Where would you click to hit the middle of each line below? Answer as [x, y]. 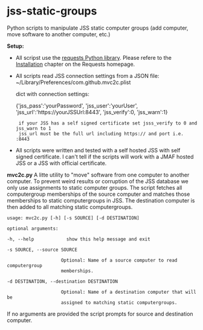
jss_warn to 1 [33, 128]
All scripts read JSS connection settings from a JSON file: [87, 76]
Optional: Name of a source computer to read [119, 260]
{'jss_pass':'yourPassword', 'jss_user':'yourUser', [77, 105]
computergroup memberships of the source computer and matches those [98, 194]
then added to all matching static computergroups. [70, 207]
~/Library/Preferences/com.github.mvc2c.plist [73, 82]
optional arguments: [33, 228]
